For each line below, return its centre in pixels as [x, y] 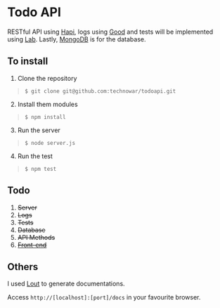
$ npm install [45, 117]
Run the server [39, 130]
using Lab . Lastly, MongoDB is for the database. [77, 39]
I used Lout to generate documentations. [66, 284]
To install [28, 62]
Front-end [32, 245]
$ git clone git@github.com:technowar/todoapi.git [100, 91]
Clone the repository [47, 78]
